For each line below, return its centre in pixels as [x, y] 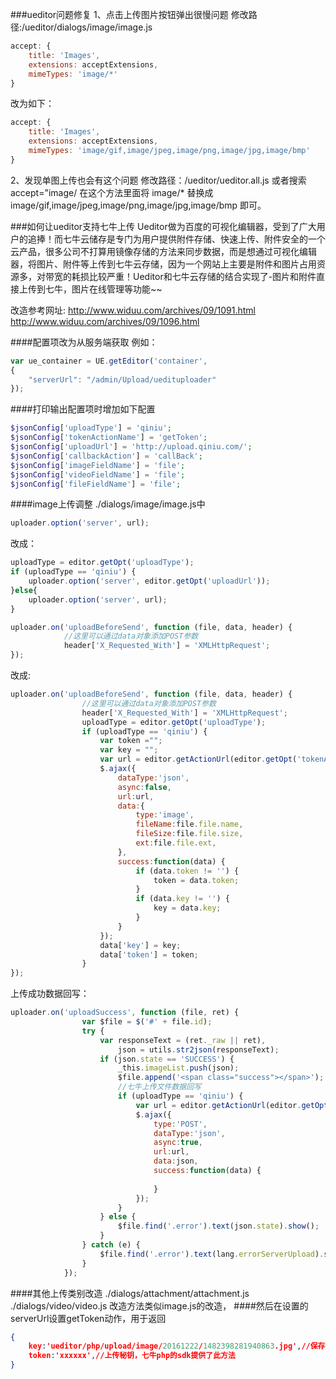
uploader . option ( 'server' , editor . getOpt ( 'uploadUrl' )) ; [149, 581]
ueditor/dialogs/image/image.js [88, 27]
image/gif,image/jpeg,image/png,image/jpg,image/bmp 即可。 [138, 205]
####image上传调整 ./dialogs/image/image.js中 [108, 504]
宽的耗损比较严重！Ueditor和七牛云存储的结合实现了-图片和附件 [185, 276]
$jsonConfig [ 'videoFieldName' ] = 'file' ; [98, 474]
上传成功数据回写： [50, 994]
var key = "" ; [129, 750]
